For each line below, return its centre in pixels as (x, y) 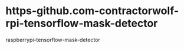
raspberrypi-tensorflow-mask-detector (53, 40)
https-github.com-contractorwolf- (92, 11)
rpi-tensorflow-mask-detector (82, 23)
